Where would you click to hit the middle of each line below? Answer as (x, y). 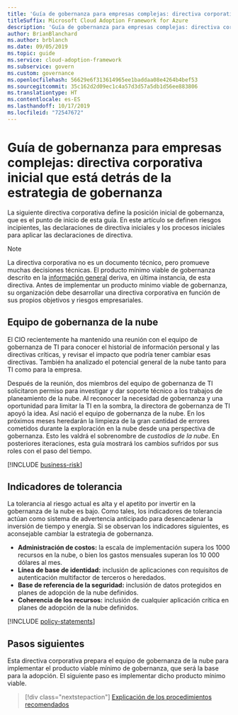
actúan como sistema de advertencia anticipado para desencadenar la (110, 519)
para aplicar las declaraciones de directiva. (70, 235)
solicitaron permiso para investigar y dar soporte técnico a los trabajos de (115, 391)
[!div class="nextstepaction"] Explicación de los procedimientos (118, 697)
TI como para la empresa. (45, 370)
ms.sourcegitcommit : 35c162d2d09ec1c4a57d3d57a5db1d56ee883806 (103, 86)
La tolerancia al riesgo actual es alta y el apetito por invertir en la (102, 504)
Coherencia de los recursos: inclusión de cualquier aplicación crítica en (123, 600)
